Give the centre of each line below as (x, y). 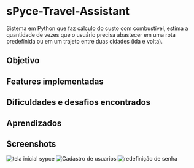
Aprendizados (34, 123)
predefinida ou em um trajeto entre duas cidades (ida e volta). (84, 41)
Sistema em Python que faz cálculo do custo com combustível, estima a (97, 28)
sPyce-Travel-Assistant (68, 11)
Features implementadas (55, 81)
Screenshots (31, 144)
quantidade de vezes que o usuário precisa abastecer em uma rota (91, 34)
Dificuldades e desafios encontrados (79, 102)
